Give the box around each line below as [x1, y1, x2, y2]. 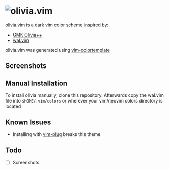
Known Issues [5, 118, 51, 126]
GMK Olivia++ [12, 31, 42, 38]
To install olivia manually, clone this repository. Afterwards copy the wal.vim [5, 92, 164, 98]
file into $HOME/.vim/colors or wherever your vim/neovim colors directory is [5, 98, 163, 104]
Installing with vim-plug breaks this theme [12, 131, 101, 137]
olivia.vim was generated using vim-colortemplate [5, 47, 110, 53]
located [5, 103, 21, 109]
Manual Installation [5, 79, 68, 87]
